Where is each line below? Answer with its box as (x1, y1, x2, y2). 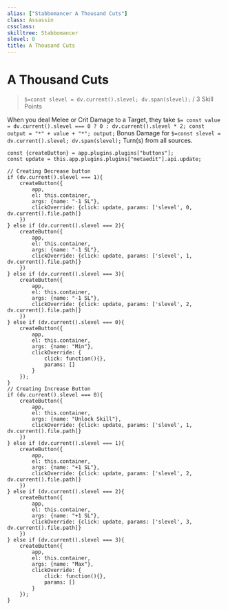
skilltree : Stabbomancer (7, 29, 79, 37)
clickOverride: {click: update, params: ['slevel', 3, (32, 518, 193, 525)
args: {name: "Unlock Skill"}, (32, 415, 122, 422)
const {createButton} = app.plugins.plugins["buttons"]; (7, 149, 174, 156)
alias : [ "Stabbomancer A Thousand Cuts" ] (7, 10, 128, 17)
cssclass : (7, 23, 36, 30)
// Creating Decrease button (7, 167, 91, 175)
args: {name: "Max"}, (32, 560, 94, 567)
